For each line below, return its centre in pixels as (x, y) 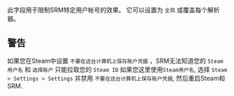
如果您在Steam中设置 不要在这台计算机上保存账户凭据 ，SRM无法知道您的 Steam (115, 61)
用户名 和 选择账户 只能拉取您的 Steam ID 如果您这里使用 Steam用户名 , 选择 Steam (117, 70)
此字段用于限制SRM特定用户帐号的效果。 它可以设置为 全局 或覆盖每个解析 (114, 10)
